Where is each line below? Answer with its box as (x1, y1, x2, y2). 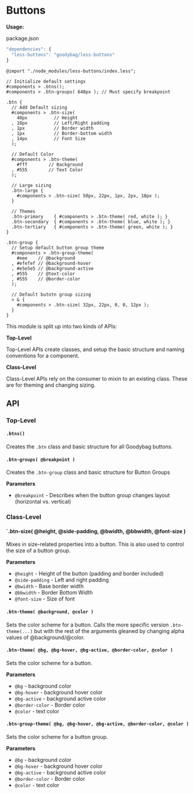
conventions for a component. (6, 352, 80, 359)
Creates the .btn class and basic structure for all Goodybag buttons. (6, 443, 173, 450)
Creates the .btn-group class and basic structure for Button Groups (6, 469, 170, 476)
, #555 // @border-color (11, 276, 81, 282)
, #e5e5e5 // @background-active (11, 265, 94, 271)
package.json (6, 34, 40, 42)
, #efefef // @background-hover (11, 260, 92, 266)
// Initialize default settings (6, 78, 86, 84)
